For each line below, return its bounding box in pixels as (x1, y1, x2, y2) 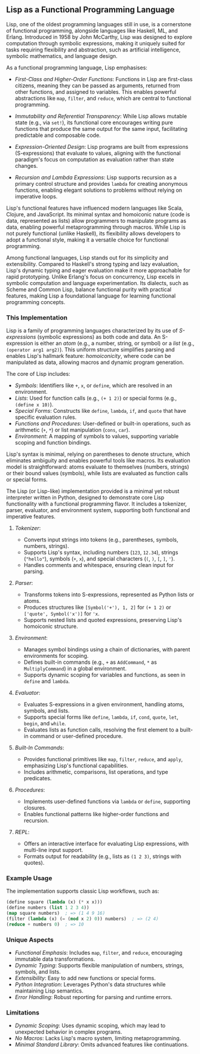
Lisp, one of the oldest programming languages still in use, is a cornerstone (6, 20, 192, 27)
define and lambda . (23, 678, 70, 685)
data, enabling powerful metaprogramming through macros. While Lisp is (6, 223, 186, 231)
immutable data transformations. (14, 955, 96, 963)
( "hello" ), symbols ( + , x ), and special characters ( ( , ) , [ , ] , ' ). (23, 555, 175, 562)
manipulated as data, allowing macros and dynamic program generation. (6, 359, 184, 366)
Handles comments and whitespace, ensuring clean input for (23, 562, 174, 569)
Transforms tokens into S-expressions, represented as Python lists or (23, 591, 195, 598)
